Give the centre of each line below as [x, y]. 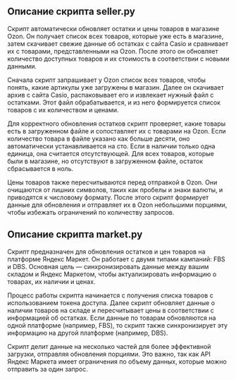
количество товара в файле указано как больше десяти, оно [99, 138]
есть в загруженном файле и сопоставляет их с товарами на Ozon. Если [117, 131]
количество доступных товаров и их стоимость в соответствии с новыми [118, 59]
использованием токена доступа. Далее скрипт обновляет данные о [111, 302]
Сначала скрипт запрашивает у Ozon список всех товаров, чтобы [107, 80]
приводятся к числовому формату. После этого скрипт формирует [108, 197]
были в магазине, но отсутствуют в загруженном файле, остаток [105, 161]
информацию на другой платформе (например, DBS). [88, 333]
